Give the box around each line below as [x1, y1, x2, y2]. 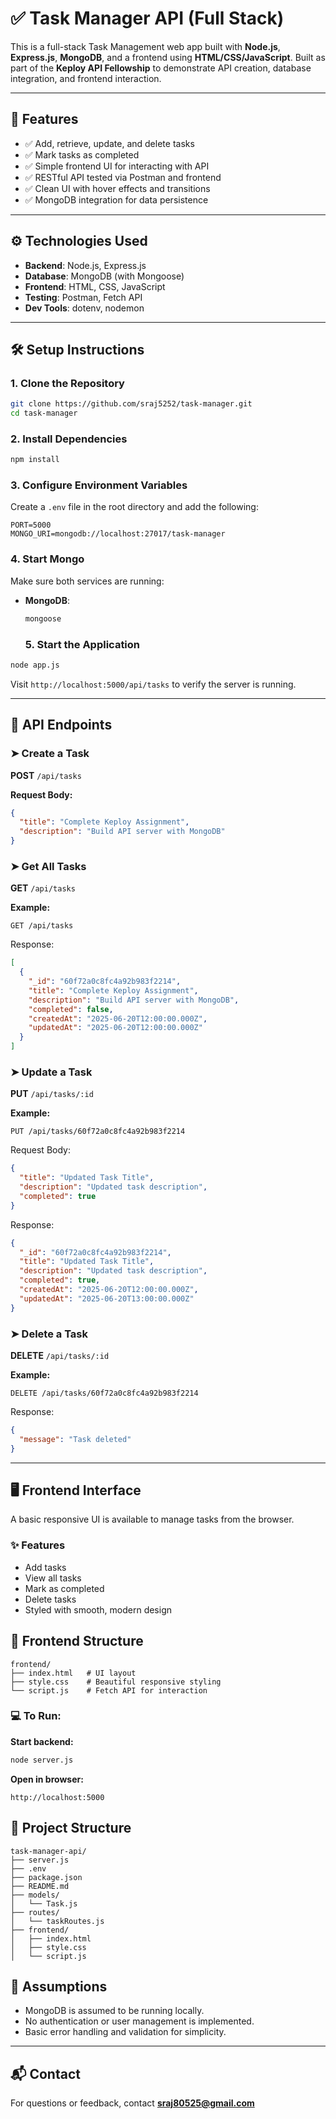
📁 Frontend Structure [10, 1633, 144, 1650]
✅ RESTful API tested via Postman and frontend [24, 171, 222, 183]
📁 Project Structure [10, 1820, 132, 1837]
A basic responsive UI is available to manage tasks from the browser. [10, 1513, 295, 1526]
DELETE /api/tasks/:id [10, 1350, 110, 1362]
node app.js [10, 660, 60, 670]
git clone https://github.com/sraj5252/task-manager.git [10, 399, 253, 409]
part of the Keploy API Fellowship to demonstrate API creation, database [10, 62, 312, 74]
